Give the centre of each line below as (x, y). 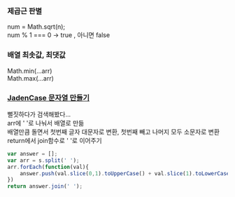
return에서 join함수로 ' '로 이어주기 (55, 140)
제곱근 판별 (25, 11)
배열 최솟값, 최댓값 (37, 55)
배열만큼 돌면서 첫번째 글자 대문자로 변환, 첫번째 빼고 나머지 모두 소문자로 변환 (114, 132)
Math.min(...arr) (30, 71)
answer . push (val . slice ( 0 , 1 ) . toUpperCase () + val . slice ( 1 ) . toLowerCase (125, 173)
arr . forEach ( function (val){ (48, 167)
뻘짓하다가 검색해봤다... (39, 114)
